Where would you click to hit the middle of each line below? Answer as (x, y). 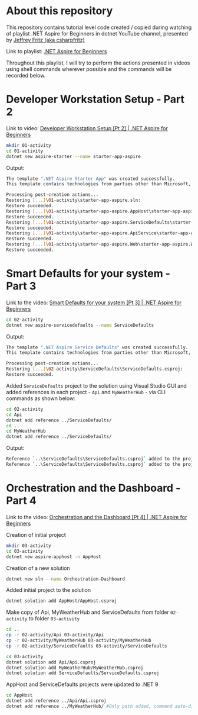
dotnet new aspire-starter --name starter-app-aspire (74, 156)
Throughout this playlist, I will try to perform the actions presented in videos (98, 63)
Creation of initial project (36, 534)
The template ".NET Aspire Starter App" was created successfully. (91, 179)
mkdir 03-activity (29, 546)
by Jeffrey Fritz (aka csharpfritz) (46, 40)
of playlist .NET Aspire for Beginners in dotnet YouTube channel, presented (97, 33)
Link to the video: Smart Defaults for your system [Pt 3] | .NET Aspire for (94, 302)
